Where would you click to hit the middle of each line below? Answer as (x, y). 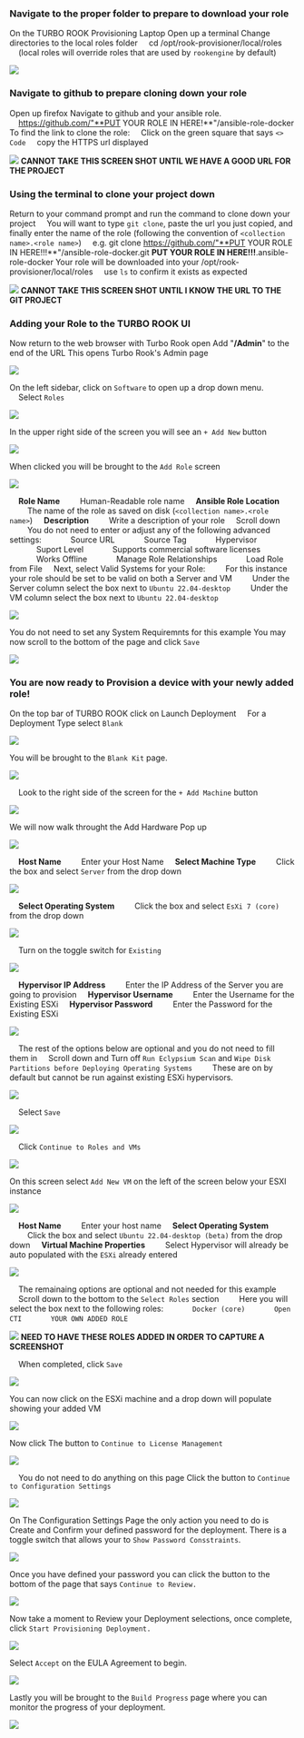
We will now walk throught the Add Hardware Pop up (108, 827)
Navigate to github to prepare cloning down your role (128, 94)
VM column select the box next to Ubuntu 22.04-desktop (114, 598)
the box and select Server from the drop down (96, 871)
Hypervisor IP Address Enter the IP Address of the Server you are (151, 985)
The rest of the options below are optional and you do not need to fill (146, 1048)
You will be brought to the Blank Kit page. (88, 758)
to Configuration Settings (60, 1487)
